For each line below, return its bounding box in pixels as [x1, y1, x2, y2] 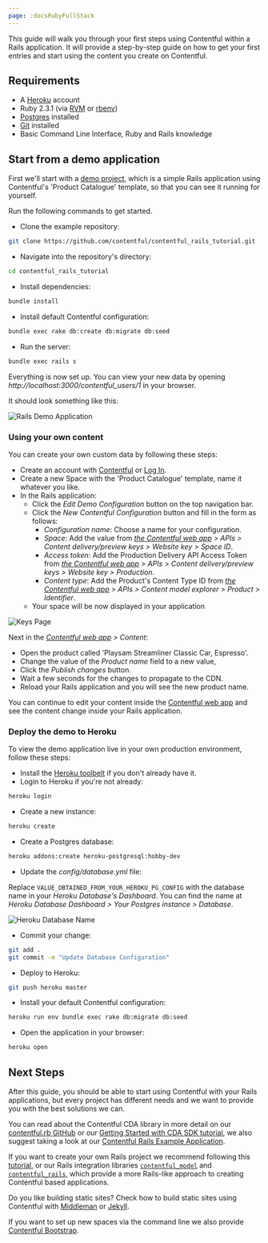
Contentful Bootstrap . [8, 1225, 79, 1235]
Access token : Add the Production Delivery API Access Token [43, 550, 247, 559]
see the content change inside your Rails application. [8, 706, 182, 716]
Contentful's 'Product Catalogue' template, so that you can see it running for [8, 182, 260, 192]
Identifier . [43, 592, 76, 602]
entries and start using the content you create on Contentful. [8, 50, 208, 60]
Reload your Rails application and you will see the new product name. [19, 682, 250, 692]
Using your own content [8, 431, 104, 442]
